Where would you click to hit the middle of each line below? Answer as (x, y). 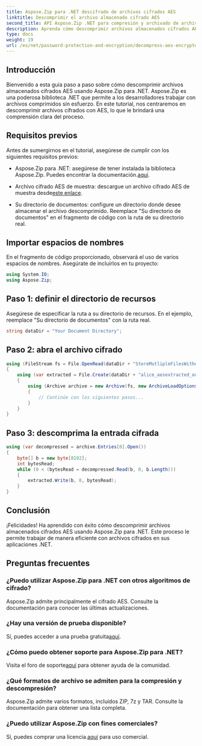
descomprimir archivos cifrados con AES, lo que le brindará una (85, 110)
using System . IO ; (28, 275)
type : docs (20, 34)
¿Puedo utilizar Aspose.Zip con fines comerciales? (82, 724)
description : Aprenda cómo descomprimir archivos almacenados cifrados (98, 29)
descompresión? (32, 689)
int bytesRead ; (36, 464)
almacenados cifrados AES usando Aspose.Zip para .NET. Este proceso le (98, 531)
